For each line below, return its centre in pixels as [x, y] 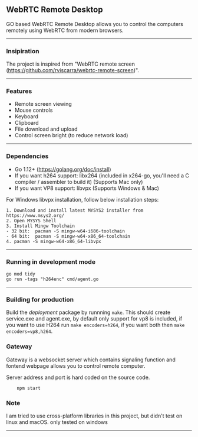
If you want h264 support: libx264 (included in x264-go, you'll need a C [102, 175]
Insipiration [23, 51]
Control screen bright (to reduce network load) [71, 135]
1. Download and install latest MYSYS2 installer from [75, 210]
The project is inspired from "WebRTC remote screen [71, 64]
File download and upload [46, 129]
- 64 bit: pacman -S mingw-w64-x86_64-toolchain [68, 236]
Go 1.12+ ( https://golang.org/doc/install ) [63, 169]
